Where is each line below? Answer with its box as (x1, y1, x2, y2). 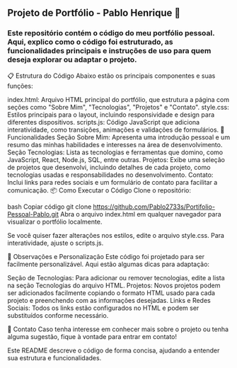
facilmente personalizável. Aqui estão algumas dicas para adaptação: (7, 260, 210, 268)
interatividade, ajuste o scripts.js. (7, 238, 104, 247)
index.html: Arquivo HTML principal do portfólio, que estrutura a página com (7, 95, 230, 103)
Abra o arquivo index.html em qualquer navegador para (59, 209, 221, 218)
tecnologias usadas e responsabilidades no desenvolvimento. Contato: (7, 171, 214, 179)
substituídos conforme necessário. (7, 311, 109, 319)
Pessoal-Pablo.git (7, 209, 59, 218)
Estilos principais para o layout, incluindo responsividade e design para (7, 110, 215, 119)
